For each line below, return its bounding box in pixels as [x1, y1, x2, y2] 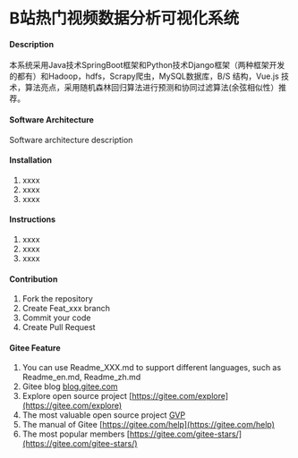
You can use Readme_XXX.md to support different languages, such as [21, 362, 282, 373]
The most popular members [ [21, 428, 131, 439]
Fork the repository [21, 293, 94, 304]
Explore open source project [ [21, 391, 132, 402]
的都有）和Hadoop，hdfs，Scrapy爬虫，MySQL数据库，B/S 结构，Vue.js [9, 71, 279, 81]
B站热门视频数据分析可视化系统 [9, 8, 240, 29]
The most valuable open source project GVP [21, 410, 186, 420]
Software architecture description [9, 134, 133, 145]
